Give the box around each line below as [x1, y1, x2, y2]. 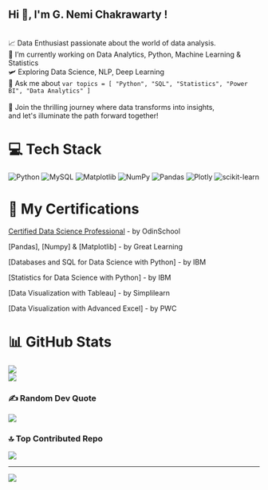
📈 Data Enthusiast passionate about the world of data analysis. [8, 37, 217, 48]
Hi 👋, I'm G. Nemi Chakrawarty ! [8, 8, 168, 22]
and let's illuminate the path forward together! [8, 111, 159, 120]
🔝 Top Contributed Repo [8, 433, 104, 444]
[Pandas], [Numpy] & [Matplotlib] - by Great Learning [8, 241, 183, 251]
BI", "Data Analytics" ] [8, 87, 91, 95]
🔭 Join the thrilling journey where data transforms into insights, [8, 102, 215, 112]
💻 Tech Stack [8, 140, 102, 158]
